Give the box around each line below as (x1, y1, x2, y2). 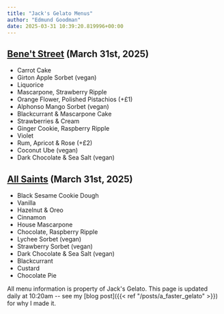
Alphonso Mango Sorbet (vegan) (16, 103, 109, 111)
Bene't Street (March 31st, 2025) (7, 48, 149, 60)
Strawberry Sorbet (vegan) (16, 242, 94, 250)
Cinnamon (16, 213, 46, 221)
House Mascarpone (16, 220, 73, 228)
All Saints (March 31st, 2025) (7, 173, 133, 185)
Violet (16, 131, 34, 140)
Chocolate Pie (16, 272, 57, 279)
